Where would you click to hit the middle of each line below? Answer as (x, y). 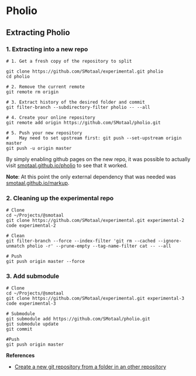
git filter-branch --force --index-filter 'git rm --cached (81, 241)
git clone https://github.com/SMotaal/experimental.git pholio (85, 71)
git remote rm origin (32, 92)
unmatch (16, 246)
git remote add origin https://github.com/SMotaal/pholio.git (83, 122)
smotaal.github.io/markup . (38, 183)
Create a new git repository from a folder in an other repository (90, 367)
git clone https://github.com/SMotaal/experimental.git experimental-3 (95, 299)
